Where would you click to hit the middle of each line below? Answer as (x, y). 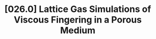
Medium (78, 30)
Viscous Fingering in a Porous (78, 20)
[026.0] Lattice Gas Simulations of (78, 9)
